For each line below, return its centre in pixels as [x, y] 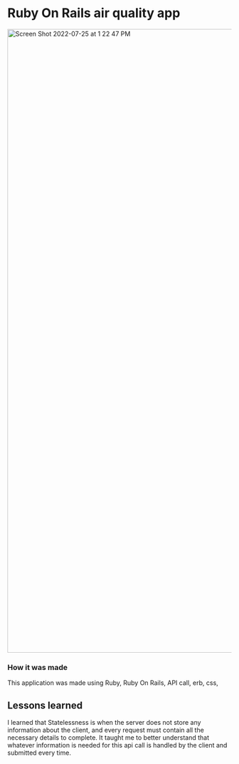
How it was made [37, 667]
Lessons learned [45, 705]
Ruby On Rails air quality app [94, 13]
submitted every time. [39, 753]
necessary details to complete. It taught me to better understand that [108, 738]
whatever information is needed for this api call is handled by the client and [117, 745]
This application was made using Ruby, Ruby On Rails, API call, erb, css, [113, 683]
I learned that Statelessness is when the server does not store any [104, 723]
